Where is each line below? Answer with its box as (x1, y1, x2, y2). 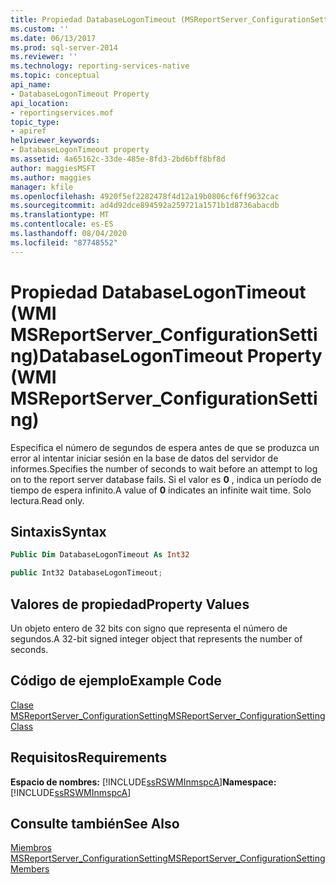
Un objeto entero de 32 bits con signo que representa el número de (10, 622, 288, 634)
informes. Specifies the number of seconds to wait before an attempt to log (10, 462, 318, 475)
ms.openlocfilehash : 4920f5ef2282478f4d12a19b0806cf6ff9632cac (10, 191, 280, 201)
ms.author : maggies (10, 172, 92, 183)
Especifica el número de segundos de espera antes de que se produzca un (10, 441, 320, 453)
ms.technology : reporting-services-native (10, 61, 190, 71)
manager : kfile (10, 182, 74, 192)
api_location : (10, 98, 70, 108)
